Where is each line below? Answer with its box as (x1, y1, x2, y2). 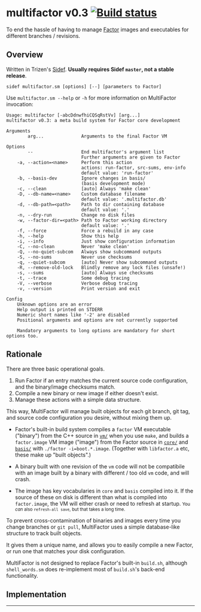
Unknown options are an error (17, 301, 93, 308)
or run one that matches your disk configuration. (6, 547, 126, 555)
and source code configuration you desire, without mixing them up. (6, 414, 172, 421)
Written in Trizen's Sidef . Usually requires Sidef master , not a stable (6, 65, 175, 73)
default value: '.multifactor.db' (81, 196, 167, 202)
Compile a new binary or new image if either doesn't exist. (14, 389, 159, 396)
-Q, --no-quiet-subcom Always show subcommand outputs (17, 249, 162, 255)
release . (6, 72, 27, 79)
